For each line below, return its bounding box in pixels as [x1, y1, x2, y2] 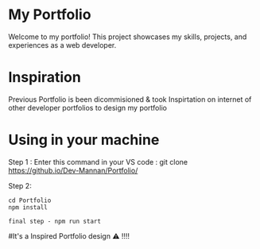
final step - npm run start [8, 217, 102, 225]
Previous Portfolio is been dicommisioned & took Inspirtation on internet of [8, 94, 252, 104]
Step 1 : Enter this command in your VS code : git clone [8, 157, 188, 166]
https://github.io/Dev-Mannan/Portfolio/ [8, 165, 138, 175]
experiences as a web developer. [8, 40, 117, 49]
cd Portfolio [8, 196, 52, 204]
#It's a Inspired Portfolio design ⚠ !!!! [8, 231, 130, 240]
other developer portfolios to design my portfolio [8, 103, 167, 112]
